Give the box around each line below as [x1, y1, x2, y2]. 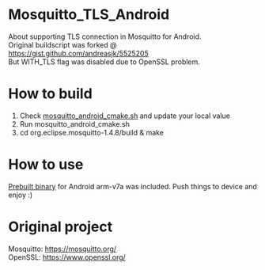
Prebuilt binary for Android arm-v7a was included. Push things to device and [8, 181, 257, 191]
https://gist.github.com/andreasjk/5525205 [8, 48, 149, 58]
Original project [8, 218, 113, 235]
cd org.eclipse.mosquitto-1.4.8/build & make [19, 127, 165, 137]
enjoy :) [8, 190, 33, 200]
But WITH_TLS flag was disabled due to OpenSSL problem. [8, 57, 200, 67]
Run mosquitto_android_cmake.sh [19, 119, 131, 128]
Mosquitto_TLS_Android [8, 6, 170, 24]
